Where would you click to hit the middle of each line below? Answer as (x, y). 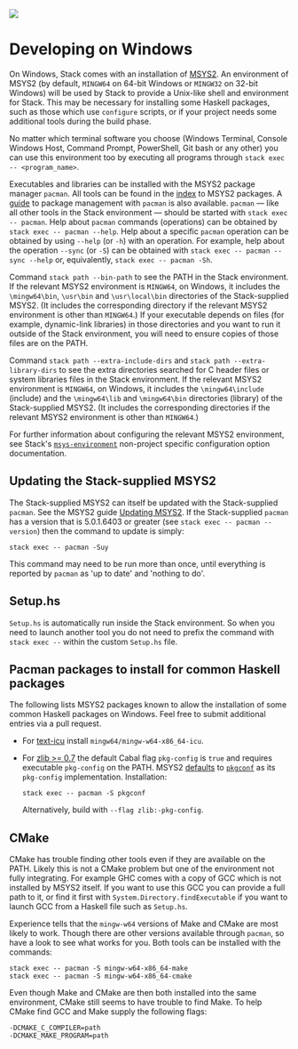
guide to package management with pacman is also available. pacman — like (144, 203)
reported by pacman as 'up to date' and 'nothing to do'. (107, 573)
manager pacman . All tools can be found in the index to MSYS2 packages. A (146, 193)
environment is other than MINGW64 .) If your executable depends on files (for (147, 314)
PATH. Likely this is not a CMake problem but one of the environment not (142, 869)
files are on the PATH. (49, 343)
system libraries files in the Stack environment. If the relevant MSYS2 (136, 379)
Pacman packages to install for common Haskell (145, 670)
